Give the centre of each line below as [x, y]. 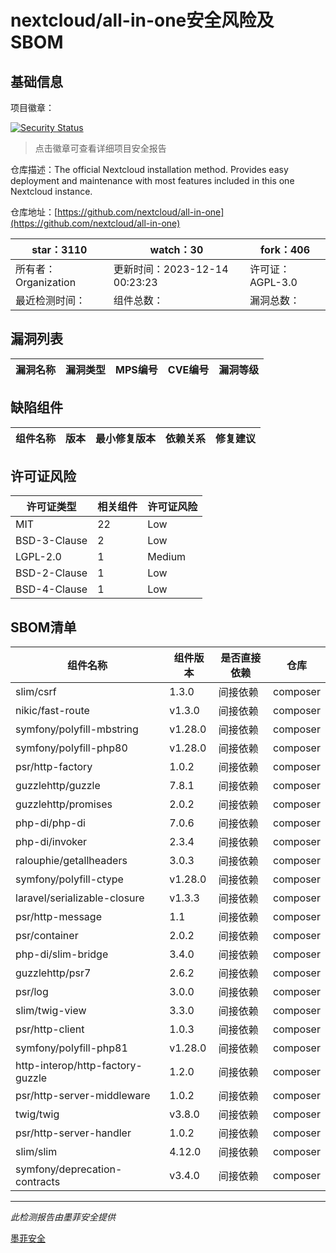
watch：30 [176, 249]
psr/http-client [50, 1029]
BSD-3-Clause [51, 541]
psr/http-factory [54, 767]
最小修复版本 [126, 438]
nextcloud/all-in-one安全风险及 [142, 20]
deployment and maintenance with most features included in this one [152, 180]
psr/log [32, 992]
